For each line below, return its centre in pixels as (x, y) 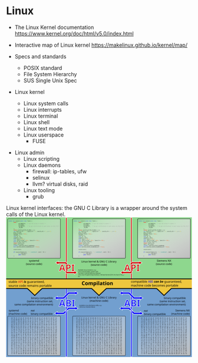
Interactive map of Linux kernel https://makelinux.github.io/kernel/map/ (101, 45)
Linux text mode (43, 128)
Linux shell (37, 122)
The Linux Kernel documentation (54, 27)
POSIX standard (43, 68)
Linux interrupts (42, 109)
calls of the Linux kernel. (36, 214)
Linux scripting (42, 158)
